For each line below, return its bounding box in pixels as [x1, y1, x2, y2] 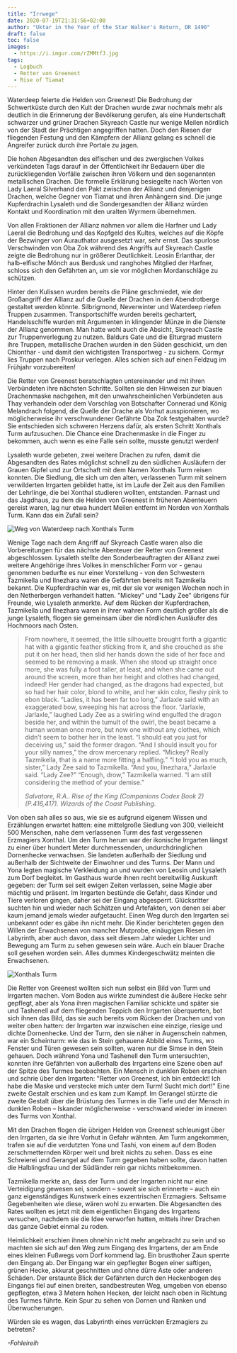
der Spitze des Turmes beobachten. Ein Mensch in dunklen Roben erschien [7, 1067, 227, 1075]
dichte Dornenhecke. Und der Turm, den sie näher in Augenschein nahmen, [7, 1029, 228, 1037]
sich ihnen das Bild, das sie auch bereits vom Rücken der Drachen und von [7, 1014, 226, 1023]
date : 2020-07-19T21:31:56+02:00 [7, 17, 106, 24]
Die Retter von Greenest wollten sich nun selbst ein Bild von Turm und [7, 984, 211, 993]
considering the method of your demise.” [24, 778, 145, 787]
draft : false [7, 30, 46, 38]
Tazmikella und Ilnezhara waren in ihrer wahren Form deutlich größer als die [7, 606, 229, 615]
